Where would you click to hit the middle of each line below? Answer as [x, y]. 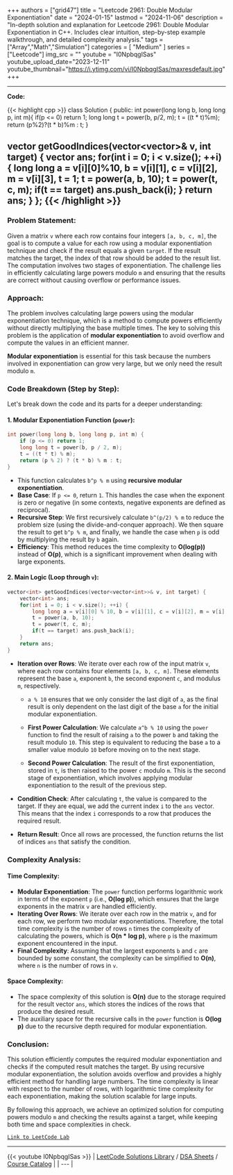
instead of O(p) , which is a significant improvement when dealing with [117, 554]
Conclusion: [28, 1044]
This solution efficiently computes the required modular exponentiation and [114, 1060]
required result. [39, 821]
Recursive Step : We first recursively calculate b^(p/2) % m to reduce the [121, 517]
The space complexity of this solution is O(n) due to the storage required [121, 997]
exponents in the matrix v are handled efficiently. [87, 906]
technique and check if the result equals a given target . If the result [104, 250]
